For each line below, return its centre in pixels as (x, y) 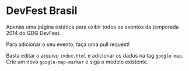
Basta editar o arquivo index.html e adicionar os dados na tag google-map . (95, 55)
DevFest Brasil (42, 11)
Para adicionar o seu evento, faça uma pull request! (68, 44)
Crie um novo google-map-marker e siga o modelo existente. (77, 62)
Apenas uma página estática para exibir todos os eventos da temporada (92, 27)
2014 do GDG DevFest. (34, 33)
